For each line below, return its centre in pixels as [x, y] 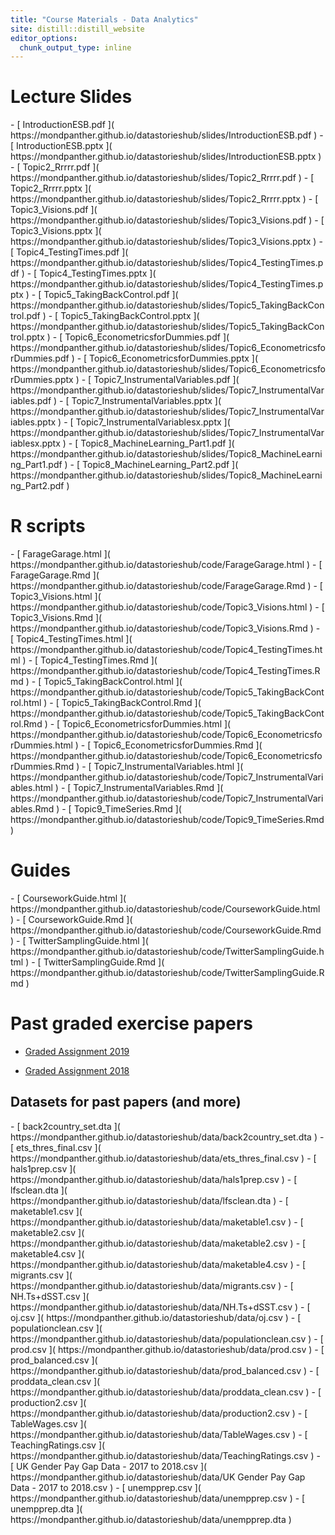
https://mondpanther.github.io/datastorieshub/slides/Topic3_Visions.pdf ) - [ [167, 220]
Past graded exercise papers [132, 1023]
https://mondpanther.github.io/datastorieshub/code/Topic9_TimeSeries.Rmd [167, 820]
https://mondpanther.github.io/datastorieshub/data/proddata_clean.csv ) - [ [166, 1392]
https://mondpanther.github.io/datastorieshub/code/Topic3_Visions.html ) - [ [167, 607]
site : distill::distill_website [77, 29]
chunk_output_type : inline [75, 47]
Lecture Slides [71, 97]
